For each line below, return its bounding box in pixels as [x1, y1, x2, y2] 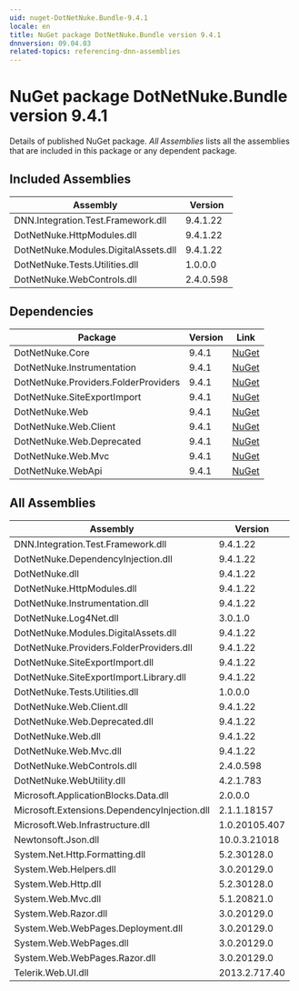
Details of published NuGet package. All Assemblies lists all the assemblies [9, 135, 291, 146]
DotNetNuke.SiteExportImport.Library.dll [14, 670, 186, 683]
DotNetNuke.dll [14, 567, 80, 580]
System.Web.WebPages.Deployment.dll [14, 922, 184, 935]
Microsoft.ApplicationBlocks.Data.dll [14, 788, 169, 801]
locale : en [9, 22, 51, 31]
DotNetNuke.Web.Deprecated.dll [14, 715, 154, 727]
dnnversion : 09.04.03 [9, 38, 92, 48]
